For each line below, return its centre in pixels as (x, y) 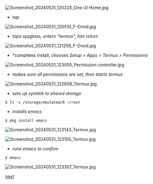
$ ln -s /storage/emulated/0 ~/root (43, 102)
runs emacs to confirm (35, 149)
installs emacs (27, 111)
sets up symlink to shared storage (47, 93)
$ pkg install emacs (26, 121)
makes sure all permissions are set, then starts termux (67, 74)
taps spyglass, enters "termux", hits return (55, 36)
